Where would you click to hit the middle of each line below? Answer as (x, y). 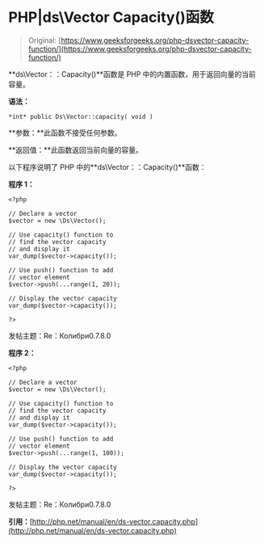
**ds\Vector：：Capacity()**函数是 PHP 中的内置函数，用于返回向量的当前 (132, 74)
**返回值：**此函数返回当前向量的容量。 (76, 149)
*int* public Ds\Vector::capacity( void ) (81, 116)
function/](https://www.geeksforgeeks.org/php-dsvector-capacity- (140, 48)
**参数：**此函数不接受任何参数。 (65, 133)
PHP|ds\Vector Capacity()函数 (111, 17)
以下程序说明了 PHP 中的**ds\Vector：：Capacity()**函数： (108, 166)
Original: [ (44, 40)
